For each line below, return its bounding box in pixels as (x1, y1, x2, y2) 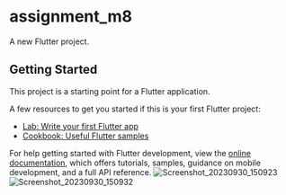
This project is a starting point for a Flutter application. (9, 85, 210, 96)
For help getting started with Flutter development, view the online (9, 147, 252, 158)
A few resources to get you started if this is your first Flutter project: (9, 103, 261, 114)
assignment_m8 (9, 6, 133, 27)
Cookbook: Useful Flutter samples (22, 130, 149, 141)
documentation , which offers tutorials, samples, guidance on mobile (9, 157, 261, 168)
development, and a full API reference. (9, 166, 152, 177)
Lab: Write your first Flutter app (22, 120, 139, 131)
